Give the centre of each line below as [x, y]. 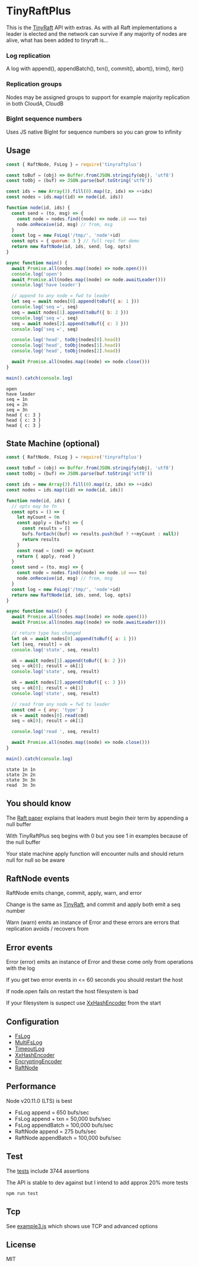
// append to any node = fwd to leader [61, 296]
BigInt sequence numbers [44, 119]
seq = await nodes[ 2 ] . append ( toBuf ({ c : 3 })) [70, 323]
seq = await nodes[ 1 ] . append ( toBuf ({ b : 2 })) [70, 312]
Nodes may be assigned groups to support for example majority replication [98, 97]
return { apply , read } [46, 556]
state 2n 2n [21, 775]
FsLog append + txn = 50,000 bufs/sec [63, 1118]
